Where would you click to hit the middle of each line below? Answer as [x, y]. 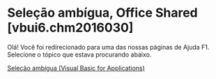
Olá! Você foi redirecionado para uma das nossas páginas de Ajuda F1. [108, 47]
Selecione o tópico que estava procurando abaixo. [79, 55]
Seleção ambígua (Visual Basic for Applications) [76, 68]
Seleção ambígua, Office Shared [103, 13]
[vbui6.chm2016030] [70, 28]
